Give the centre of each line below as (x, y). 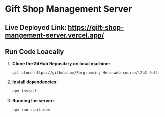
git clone (22, 73)
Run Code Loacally (34, 52)
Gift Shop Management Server (68, 9)
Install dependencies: (35, 82)
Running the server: (33, 101)
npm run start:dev (31, 110)
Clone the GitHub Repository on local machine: (61, 64)
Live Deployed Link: (36, 27)
